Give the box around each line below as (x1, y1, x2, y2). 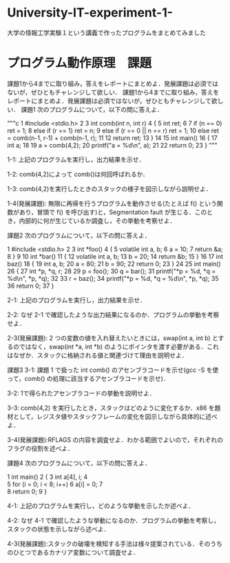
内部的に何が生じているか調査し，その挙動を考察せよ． (19, 216, 176, 225)
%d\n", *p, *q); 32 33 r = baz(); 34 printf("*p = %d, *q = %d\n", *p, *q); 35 (7, 274, 219, 282)
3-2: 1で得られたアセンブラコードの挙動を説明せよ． (7, 388, 156, 397)
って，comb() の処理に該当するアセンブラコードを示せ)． (7, 374, 170, 382)
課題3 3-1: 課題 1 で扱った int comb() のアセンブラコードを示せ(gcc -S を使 (7, 366, 219, 374)
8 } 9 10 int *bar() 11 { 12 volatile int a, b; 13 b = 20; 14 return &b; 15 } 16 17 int (7, 252, 224, 260)
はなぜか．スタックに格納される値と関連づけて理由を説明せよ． (7, 350, 188, 359)
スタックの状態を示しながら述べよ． (7, 524, 110, 533)
